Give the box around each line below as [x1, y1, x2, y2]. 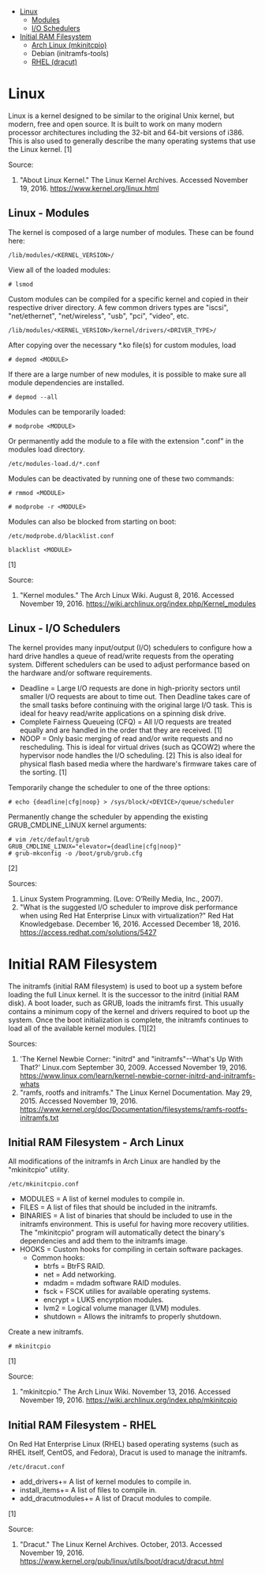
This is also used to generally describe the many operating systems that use [8, 136, 256, 146]
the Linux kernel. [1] [8, 144, 73, 153]
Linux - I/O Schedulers [8, 622, 121, 635]
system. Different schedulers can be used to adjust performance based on [8, 660, 251, 669]
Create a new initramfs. [8, 1327, 84, 1337]
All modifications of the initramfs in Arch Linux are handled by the [8, 1156, 221, 1166]
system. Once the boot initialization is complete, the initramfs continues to [8, 1015, 248, 1024]
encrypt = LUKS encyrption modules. [43, 1295, 164, 1304]
